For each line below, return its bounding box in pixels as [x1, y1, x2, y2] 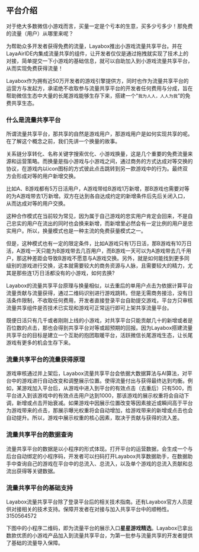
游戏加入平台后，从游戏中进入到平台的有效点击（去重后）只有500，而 [21, 384, 192, 392]
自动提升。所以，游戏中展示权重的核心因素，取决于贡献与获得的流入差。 [6, 414, 182, 422]
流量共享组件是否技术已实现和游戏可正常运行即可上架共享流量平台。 [6, 304, 172, 312]
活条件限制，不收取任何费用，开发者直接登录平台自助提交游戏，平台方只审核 [6, 297, 193, 304]
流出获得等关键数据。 [6, 467, 58, 474]
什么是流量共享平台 [6, 115, 61, 124]
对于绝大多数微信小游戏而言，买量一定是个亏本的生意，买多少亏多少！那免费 [6, 23, 193, 30]
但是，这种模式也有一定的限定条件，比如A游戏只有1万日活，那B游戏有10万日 [6, 240, 192, 247]
